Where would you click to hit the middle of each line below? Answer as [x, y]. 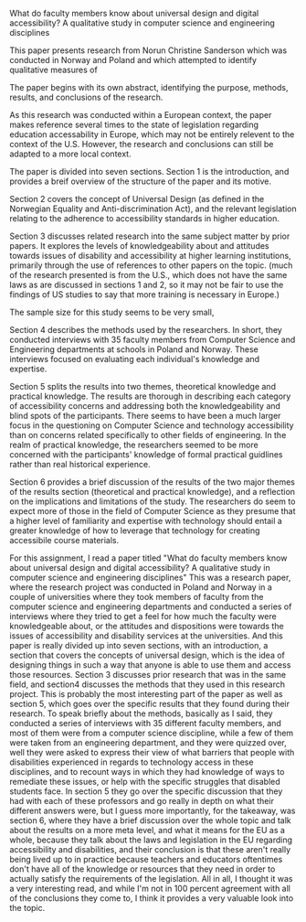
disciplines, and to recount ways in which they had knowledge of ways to [147, 772]
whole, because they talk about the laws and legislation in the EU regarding [151, 840]
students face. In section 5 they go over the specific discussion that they [146, 791]
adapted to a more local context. [70, 154]
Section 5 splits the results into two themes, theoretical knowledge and [143, 386]
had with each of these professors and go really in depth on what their [142, 801]
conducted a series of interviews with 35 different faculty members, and [145, 723]
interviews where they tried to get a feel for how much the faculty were [143, 616]
